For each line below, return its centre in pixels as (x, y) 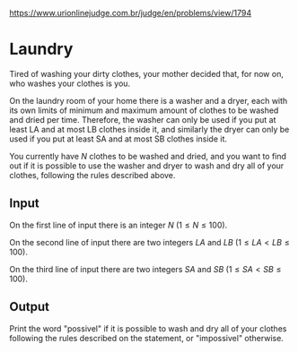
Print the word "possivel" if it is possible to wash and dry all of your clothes (148, 328)
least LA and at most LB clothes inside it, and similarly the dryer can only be (149, 129)
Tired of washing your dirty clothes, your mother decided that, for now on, (147, 73)
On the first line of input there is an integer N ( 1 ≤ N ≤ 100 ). (118, 225)
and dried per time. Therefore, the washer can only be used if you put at (143, 119)
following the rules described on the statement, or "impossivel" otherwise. (147, 338)
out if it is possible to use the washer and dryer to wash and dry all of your (147, 166)
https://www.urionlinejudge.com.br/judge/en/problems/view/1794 (131, 13)
